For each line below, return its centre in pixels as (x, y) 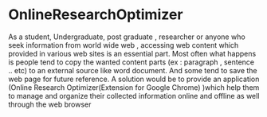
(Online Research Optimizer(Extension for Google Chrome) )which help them (134, 87)
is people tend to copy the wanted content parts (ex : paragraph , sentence (132, 62)
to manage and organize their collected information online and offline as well (134, 96)
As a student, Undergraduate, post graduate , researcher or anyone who (127, 37)
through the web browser (50, 104)
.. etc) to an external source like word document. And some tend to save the (133, 70)
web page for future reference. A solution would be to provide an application (134, 79)
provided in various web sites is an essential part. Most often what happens (132, 53)
